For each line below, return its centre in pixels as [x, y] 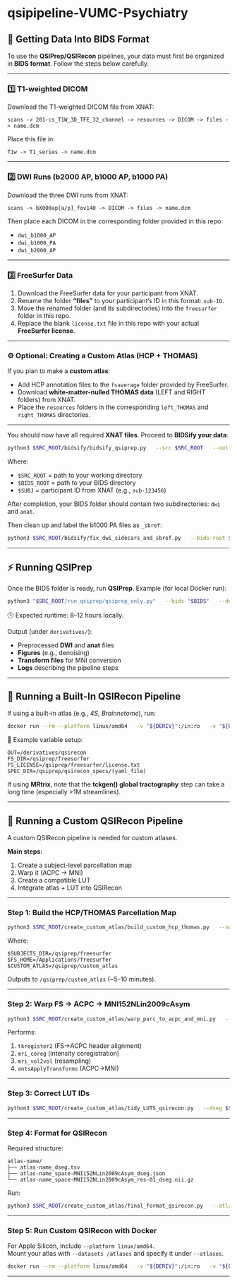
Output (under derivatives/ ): [50, 631]
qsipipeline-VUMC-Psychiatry [98, 13]
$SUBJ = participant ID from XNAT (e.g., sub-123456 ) [92, 490]
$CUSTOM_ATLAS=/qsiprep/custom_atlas [63, 966]
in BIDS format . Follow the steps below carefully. [78, 64]
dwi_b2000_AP [37, 250]
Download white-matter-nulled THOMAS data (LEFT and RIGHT [111, 392]
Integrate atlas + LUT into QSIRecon [69, 888]
